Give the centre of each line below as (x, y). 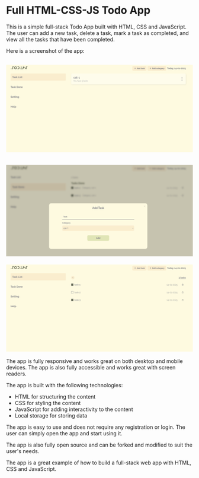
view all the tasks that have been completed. (60, 39)
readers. (16, 374)
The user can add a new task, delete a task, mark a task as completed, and (98, 33)
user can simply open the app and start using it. (64, 434)
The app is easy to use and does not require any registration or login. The (96, 427)
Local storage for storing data (51, 416)
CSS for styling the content (48, 403)
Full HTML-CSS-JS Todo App (78, 10)
